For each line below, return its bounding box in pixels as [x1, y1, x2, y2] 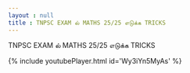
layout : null [8, 11, 55, 20]
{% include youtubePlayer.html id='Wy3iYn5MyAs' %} [8, 56, 182, 65]
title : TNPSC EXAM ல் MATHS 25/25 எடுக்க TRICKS [8, 19, 167, 27]
